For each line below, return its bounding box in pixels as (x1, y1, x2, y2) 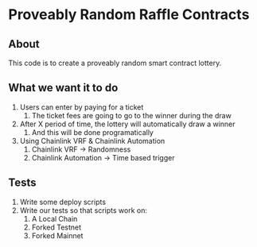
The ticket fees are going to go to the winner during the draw (31, 110, 232, 120)
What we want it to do (8, 81, 119, 95)
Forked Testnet (31, 222, 82, 232)
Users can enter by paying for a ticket (19, 102, 144, 112)
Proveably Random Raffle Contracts (8, 6, 250, 24)
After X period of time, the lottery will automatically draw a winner (19, 119, 236, 129)
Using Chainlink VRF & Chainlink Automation (19, 136, 165, 145)
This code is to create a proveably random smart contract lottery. (8, 58, 222, 68)
